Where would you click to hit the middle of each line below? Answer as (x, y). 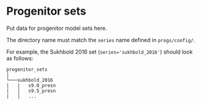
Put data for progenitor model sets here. (57, 28)
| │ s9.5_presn (31, 91)
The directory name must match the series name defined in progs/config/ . (101, 40)
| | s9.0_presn (31, 85)
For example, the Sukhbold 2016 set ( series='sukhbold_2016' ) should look (100, 52)
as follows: (20, 58)
